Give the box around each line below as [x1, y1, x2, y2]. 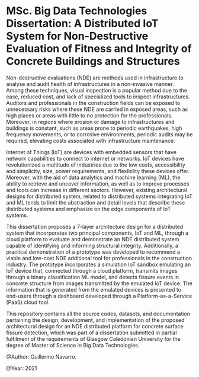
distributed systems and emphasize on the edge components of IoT [6, 205, 171, 212]
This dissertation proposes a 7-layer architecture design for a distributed [6, 223, 184, 230]
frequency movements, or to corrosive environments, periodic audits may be [6, 130, 193, 138]
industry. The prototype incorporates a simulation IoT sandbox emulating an [6, 261, 191, 268]
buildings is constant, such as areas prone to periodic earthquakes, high [6, 124, 182, 132]
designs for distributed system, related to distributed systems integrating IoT [6, 193, 192, 200]
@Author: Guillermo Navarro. [6, 353, 77, 360]
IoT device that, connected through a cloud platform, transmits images [6, 267, 178, 274]
